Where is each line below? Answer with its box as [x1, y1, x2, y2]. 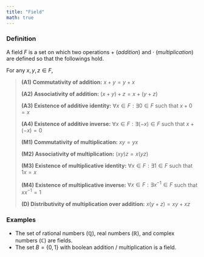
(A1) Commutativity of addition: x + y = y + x [21, 78, 135, 86]
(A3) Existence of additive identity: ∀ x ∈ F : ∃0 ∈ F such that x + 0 [21, 101, 192, 109]
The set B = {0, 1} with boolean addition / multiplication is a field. [15, 244, 177, 251]
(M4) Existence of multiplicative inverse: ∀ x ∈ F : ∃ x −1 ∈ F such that [21, 180, 198, 188]
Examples [6, 216, 36, 224]
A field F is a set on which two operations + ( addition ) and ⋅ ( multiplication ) [6, 48, 194, 55]
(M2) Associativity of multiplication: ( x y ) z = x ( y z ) [21, 150, 149, 157]
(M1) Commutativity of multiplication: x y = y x [21, 138, 138, 146]
